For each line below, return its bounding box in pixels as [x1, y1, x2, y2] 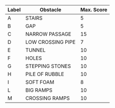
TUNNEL [25, 47, 46, 53]
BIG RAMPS [25, 87, 53, 93]
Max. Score [80, 6, 108, 13]
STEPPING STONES [25, 63, 71, 70]
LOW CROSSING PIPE [25, 39, 76, 45]
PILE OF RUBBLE [25, 71, 64, 77]
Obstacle [39, 6, 61, 13]
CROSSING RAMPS [25, 95, 70, 102]
